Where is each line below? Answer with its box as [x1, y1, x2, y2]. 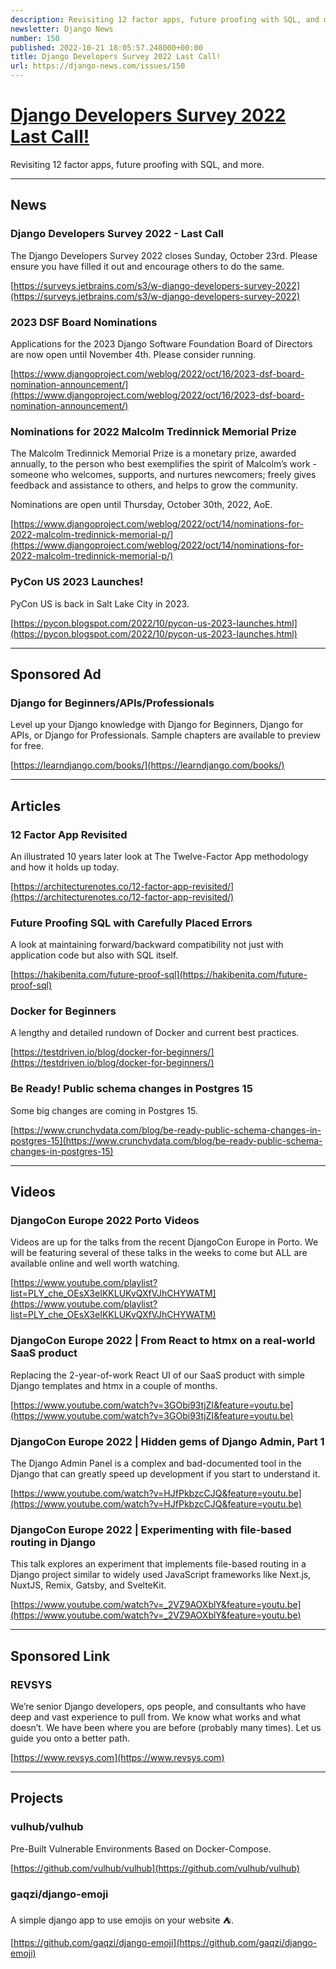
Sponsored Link [10, 1647, 111, 1665]
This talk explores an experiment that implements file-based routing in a [10, 1558, 307, 1570]
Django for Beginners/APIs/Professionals [10, 696, 215, 710]
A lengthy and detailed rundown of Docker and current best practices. [10, 1027, 300, 1039]
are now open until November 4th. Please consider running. [10, 348, 257, 360]
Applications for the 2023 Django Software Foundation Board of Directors [10, 337, 313, 350]
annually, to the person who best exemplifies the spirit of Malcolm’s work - [10, 458, 317, 470]
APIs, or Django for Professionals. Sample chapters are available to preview [10, 729, 322, 741]
